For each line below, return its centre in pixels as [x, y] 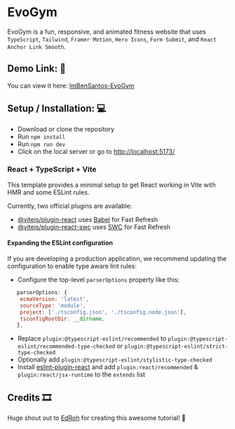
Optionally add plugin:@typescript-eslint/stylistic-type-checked [115, 359]
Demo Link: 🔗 [37, 68]
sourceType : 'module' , [53, 305]
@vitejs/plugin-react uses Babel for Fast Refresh [88, 219]
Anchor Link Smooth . [36, 46]
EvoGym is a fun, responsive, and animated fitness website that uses [107, 32]
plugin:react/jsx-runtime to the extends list [81, 375]
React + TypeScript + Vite [52, 169]
